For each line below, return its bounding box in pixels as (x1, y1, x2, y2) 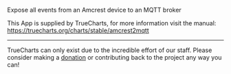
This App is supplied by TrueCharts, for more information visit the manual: (7, 19, 217, 27)
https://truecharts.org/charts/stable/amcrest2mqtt (7, 27, 149, 34)
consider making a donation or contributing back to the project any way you (7, 53, 222, 61)
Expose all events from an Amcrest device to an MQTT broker (7, 6, 182, 14)
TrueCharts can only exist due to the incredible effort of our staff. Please (7, 46, 212, 54)
